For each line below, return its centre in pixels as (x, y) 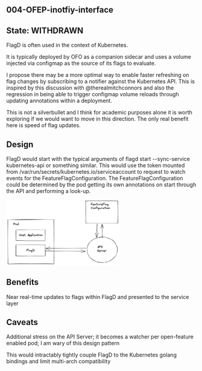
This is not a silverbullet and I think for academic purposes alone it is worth (99, 113)
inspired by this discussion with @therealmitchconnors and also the (90, 88)
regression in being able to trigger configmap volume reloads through (93, 94)
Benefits (23, 282)
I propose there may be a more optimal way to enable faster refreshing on (98, 75)
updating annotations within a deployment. (59, 101)
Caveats (22, 322)
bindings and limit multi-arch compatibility (58, 361)
